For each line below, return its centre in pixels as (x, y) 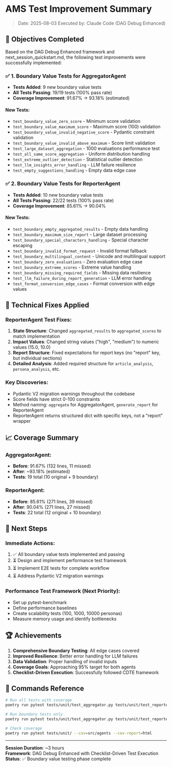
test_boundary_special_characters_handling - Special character (81, 240)
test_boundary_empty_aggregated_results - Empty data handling (80, 229)
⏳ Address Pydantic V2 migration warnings (58, 576)
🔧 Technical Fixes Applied (47, 305)
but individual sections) (37, 358)
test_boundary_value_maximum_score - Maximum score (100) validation (87, 127)
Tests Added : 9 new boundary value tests (57, 87)
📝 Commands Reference (45, 688)
